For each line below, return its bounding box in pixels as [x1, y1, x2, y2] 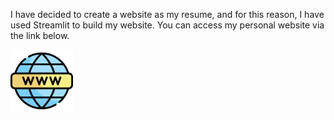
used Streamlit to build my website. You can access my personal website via [10, 19, 325, 31]
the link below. [10, 30, 70, 41]
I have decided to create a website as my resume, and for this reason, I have [10, 9, 325, 20]
